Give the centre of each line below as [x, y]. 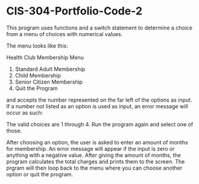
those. [14, 130]
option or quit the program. [40, 174]
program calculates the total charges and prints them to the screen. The [96, 161]
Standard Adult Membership [50, 69]
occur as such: [25, 112]
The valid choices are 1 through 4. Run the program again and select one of [100, 124]
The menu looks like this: [37, 46]
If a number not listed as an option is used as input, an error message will [97, 106]
